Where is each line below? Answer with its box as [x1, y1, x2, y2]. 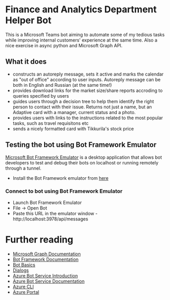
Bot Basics [12, 261, 36, 268]
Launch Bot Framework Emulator [12, 199, 82, 205]
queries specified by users [12, 92, 69, 99]
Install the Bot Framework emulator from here [12, 175, 109, 181]
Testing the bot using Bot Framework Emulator [5, 140, 157, 149]
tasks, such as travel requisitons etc [12, 120, 89, 126]
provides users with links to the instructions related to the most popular [12, 115, 163, 121]
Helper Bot [5, 14, 52, 26]
